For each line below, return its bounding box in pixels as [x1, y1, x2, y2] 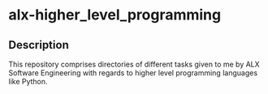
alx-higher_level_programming [8, 6, 222, 24]
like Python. [8, 77, 48, 86]
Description [8, 38, 69, 52]
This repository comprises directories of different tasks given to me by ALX [8, 59, 260, 69]
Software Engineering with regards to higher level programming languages [8, 68, 258, 78]
